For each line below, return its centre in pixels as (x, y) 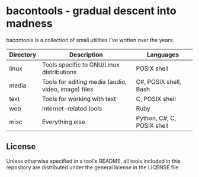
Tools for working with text (79, 99)
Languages (163, 55)
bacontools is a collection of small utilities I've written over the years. (90, 40)
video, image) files (68, 89)
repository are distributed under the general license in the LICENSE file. (93, 167)
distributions (59, 72)
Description (86, 55)
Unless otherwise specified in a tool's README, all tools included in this (93, 161)
